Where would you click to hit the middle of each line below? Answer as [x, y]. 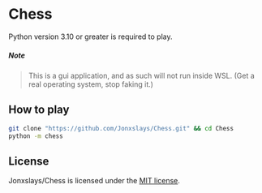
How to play [39, 110]
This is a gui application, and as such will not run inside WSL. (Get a [142, 75]
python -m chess [36, 136]
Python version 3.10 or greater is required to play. [90, 36]
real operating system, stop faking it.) [91, 84]
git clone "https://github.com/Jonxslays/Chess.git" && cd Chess [121, 128]
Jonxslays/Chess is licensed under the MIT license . [94, 181]
